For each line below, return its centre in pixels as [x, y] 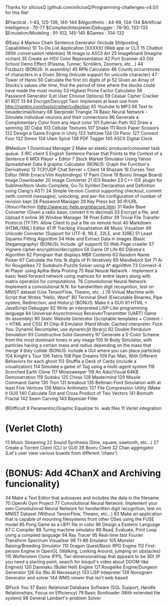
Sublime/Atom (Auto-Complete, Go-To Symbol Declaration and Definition [80, 185]
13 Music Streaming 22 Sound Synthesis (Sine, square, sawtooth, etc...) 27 [82, 442]
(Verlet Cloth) [34, 429]
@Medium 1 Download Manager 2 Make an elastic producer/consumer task [82, 148]
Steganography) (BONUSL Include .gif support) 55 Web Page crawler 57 [79, 244]
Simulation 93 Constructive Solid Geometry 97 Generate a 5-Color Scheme [82, 335]
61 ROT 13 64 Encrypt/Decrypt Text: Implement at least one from [72, 101]
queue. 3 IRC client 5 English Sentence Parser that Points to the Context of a [84, 153]
